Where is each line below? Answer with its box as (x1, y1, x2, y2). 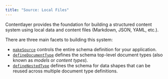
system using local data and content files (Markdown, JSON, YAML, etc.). (5, 26, 159, 33)
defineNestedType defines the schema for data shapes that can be (12, 62, 151, 68)
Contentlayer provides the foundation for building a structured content (5, 21, 152, 27)
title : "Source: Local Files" (5, 7, 70, 13)
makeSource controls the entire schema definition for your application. (12, 46, 157, 52)
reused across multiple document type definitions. (12, 68, 118, 74)
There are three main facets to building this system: (5, 36, 113, 43)
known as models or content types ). (12, 57, 88, 63)
